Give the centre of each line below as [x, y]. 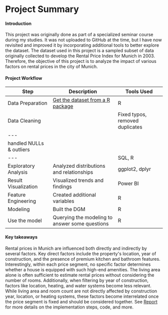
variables [63, 201]
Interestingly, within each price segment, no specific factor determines [78, 264]
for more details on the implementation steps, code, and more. [69, 307]
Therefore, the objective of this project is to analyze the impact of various [81, 61]
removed [128, 121]
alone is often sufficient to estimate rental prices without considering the [80, 275]
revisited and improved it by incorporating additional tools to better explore [82, 45]
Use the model [25, 221]
